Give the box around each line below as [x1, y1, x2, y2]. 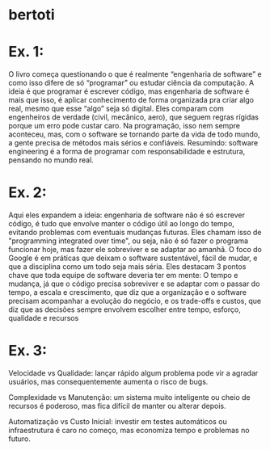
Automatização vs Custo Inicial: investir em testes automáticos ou [8, 417, 228, 426]
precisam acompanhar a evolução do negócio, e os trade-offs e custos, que [8, 296, 261, 306]
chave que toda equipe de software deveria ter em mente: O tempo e [8, 271, 238, 280]
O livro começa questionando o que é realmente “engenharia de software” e [8, 69, 262, 79]
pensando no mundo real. [8, 155, 95, 165]
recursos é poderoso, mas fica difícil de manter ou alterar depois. [8, 402, 226, 410]
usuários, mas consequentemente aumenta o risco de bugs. [8, 377, 209, 386]
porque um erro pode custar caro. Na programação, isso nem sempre [8, 121, 241, 131]
